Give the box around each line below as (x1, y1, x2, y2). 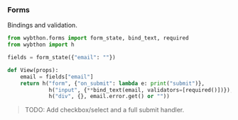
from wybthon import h (7, 41, 75, 49)
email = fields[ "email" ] (20, 73, 94, 80)
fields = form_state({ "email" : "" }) (7, 54, 116, 61)
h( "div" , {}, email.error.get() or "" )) (48, 93, 171, 100)
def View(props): (7, 66, 59, 73)
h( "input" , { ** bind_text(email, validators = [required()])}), (48, 86, 234, 93)
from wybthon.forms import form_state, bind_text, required (7, 35, 190, 42)
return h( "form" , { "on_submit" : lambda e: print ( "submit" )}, (20, 80, 205, 87)
